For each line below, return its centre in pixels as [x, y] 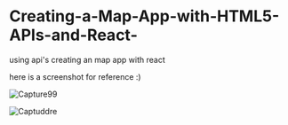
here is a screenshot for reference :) [75, 76]
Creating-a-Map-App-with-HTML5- [144, 16]
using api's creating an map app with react [88, 59]
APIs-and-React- [73, 35]
